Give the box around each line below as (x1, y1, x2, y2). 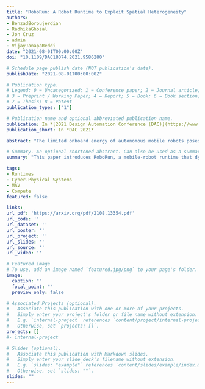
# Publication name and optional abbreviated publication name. (6, 115, 173, 122)
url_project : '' (6, 233, 48, 239)
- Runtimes (6, 171, 34, 177)
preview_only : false (12, 289, 64, 295)
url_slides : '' (6, 239, 45, 245)
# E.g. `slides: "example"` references (6, 362, 113, 368)
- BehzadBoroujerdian (6, 20, 62, 26)
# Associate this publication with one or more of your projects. (6, 306, 184, 312)
